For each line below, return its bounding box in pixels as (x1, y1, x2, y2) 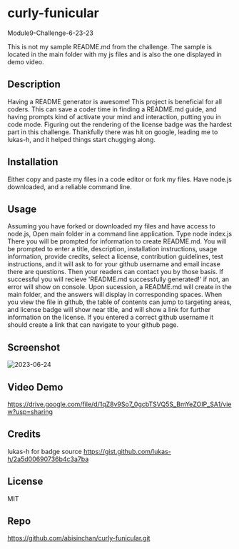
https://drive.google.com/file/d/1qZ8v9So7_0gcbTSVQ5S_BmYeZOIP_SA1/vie (7, 400, 232, 408)
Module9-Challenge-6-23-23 (7, 29, 94, 37)
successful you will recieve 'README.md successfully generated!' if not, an (7, 275, 230, 283)
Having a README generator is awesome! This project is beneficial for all (7, 97, 223, 106)
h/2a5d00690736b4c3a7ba (7, 455, 89, 463)
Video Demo (7, 381, 63, 393)
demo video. (7, 57, 44, 66)
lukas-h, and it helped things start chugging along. (7, 135, 156, 143)
